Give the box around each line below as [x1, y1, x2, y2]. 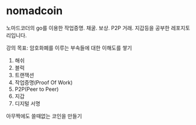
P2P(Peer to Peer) [14, 85, 59, 93]
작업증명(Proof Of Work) [14, 78, 73, 86]
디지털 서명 [14, 100, 41, 107]
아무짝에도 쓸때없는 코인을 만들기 [6, 112, 83, 119]
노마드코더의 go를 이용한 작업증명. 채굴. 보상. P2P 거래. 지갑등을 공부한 [6, 24, 170, 31]
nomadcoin [6, 4, 63, 18]
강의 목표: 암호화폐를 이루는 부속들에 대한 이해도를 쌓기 [6, 44, 132, 51]
